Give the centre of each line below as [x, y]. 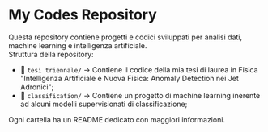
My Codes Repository [83, 15]
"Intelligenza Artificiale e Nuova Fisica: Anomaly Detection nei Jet [129, 78]
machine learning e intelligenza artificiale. [78, 45]
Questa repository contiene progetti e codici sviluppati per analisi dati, [125, 37]
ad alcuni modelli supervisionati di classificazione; [104, 104]
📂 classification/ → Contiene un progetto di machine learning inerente [140, 95]
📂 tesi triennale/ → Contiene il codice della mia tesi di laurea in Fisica [139, 69]
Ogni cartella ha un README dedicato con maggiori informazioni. [117, 119]
